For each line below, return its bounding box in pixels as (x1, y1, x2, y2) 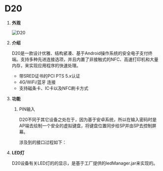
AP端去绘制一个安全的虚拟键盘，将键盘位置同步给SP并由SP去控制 (19, 122, 153, 128)
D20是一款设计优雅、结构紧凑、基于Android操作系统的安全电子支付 (11, 50, 148, 56)
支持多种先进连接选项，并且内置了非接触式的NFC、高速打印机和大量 (20, 56, 159, 62)
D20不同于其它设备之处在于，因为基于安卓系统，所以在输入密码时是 (19, 116, 157, 122)
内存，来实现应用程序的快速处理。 (11, 62, 81, 68)
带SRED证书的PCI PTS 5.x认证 (19, 73, 81, 79)
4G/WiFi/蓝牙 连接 (19, 79, 56, 85)
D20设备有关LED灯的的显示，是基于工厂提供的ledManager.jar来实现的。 (11, 160, 158, 166)
